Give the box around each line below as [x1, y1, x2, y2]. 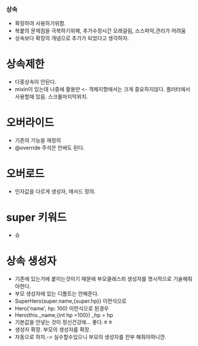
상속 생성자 [6, 255, 57, 268]
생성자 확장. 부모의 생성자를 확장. [14, 326, 91, 333]
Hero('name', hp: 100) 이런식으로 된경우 [14, 305, 109, 312]
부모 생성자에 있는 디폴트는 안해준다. [14, 290, 99, 297]
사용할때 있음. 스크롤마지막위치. [14, 93, 88, 100]
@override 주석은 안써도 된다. [14, 144, 85, 152]
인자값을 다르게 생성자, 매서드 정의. [14, 188, 96, 195]
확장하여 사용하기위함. [14, 20, 66, 27]
